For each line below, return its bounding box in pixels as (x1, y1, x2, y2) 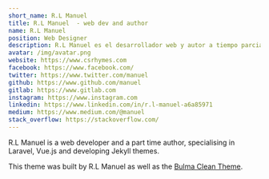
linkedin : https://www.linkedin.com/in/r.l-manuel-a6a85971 (8, 101, 214, 109)
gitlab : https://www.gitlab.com (8, 86, 116, 94)
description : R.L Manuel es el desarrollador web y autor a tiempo (8, 42, 239, 50)
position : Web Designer (8, 34, 88, 42)
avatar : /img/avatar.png (8, 49, 91, 57)
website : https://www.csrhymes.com (8, 57, 127, 65)
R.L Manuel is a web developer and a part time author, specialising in (8, 137, 235, 147)
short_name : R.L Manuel (8, 11, 88, 20)
